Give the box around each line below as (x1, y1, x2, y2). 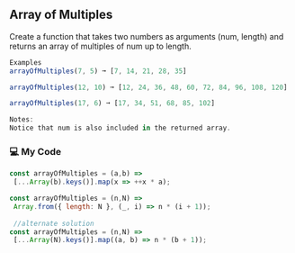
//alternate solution (13, 219, 94, 228)
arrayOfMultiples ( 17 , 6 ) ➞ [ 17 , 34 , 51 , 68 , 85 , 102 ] (9, 99, 216, 108)
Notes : (9, 115, 34, 124)
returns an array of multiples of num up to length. (9, 41, 192, 51)
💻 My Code (9, 145, 61, 158)
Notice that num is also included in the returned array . (9, 123, 231, 133)
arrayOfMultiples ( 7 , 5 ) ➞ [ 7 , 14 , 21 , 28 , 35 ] (9, 67, 187, 76)
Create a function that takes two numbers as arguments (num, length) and (9, 31, 284, 41)
